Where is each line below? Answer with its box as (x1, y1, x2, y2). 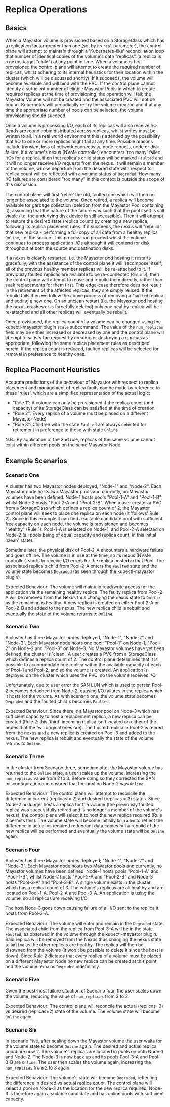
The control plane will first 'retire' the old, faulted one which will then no (5, 192, 155, 197)
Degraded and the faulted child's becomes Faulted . (5, 698, 110, 704)
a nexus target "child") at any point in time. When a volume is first (5, 59, 142, 64)
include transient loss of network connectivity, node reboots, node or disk (5, 144, 159, 150)
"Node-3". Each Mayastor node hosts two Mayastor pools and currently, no (5, 863, 162, 869)
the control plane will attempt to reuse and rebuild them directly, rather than (5, 277, 163, 282)
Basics (5, 24, 27, 32)
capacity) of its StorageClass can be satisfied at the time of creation (12, 405, 155, 411)
